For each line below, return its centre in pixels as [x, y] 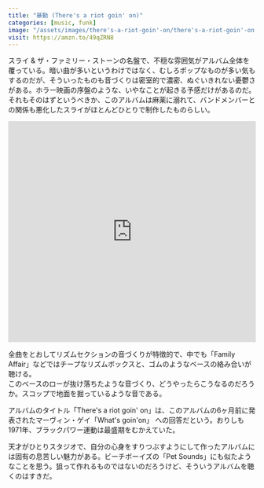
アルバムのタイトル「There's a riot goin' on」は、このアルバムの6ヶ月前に [128, 410]
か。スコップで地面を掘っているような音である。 [87, 394]
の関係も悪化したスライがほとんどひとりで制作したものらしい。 [111, 110]
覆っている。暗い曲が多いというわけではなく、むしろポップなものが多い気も [132, 71]
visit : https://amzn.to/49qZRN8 [61, 37]
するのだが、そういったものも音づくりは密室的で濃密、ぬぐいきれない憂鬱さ [132, 80]
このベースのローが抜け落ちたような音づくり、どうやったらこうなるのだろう [132, 384]
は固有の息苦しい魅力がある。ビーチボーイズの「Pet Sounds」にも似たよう [130, 457]
